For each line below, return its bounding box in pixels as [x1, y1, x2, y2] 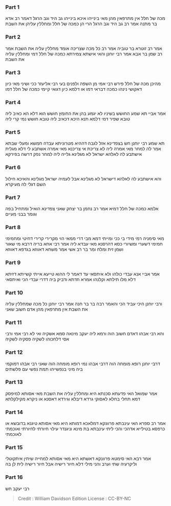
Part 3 [5, 69, 21, 76]
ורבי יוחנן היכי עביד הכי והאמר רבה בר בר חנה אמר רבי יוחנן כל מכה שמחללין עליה [5, 300, 162, 307]
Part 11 [5, 319, 22, 326]
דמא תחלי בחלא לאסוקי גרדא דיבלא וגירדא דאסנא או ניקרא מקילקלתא [5, 396, 140, 402]
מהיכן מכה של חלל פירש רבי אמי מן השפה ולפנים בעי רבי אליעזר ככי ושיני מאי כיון [5, 80, 161, 87]
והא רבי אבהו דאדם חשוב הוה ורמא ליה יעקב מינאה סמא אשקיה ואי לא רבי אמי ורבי [5, 331, 164, 337]
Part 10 [5, 289, 23, 296]
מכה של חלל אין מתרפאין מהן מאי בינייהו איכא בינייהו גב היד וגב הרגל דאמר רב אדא [5, 15, 165, 22]
